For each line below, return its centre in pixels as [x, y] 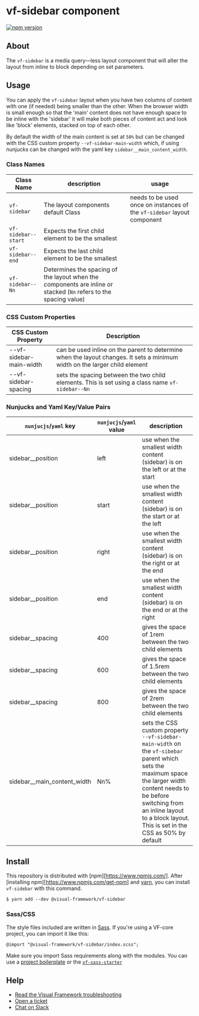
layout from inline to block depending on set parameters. [75, 67]
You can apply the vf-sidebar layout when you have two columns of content [99, 100]
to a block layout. [166, 818]
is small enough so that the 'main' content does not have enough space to [97, 112]
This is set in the [165, 826]
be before [155, 796]
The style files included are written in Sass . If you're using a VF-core [90, 927]
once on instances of [159, 205]
